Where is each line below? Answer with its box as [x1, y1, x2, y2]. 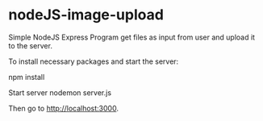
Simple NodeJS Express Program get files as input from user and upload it [8, 32, 256, 42]
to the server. [8, 40, 52, 50]
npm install [8, 72, 45, 81]
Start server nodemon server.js [8, 87, 111, 98]
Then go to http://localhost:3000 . [8, 103, 119, 113]
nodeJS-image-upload [8, 6, 164, 24]
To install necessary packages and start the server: [8, 56, 179, 66]
